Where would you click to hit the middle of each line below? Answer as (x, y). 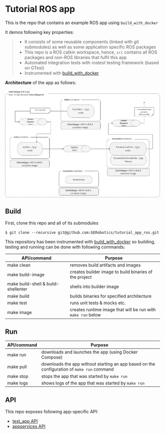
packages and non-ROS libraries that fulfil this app (75, 57)
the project (81, 277)
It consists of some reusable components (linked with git (82, 42)
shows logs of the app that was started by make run (93, 383)
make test (17, 303)
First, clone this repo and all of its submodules (52, 223)
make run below (85, 315)
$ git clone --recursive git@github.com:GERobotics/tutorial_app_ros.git (82, 233)
